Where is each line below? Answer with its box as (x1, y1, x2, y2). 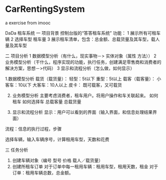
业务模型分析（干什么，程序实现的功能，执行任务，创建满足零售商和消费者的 (5, 59, 162, 65)
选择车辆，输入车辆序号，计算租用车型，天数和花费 (5, 136, 110, 142)
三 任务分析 (5, 147, 28, 153)
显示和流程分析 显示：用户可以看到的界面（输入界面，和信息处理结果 (12, 109, 153, 115)
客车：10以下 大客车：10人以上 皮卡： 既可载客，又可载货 (5, 82, 122, 88)
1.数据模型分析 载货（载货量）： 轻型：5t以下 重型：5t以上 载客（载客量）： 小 (5, 76, 162, 82)
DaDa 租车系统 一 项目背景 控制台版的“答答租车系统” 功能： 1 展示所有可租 (5, 30, 157, 36)
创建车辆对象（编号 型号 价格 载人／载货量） (12, 157, 103, 163)
